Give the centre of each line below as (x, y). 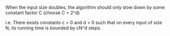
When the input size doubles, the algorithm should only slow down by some (85, 7)
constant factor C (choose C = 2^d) (43, 13)
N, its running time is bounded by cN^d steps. (53, 28)
